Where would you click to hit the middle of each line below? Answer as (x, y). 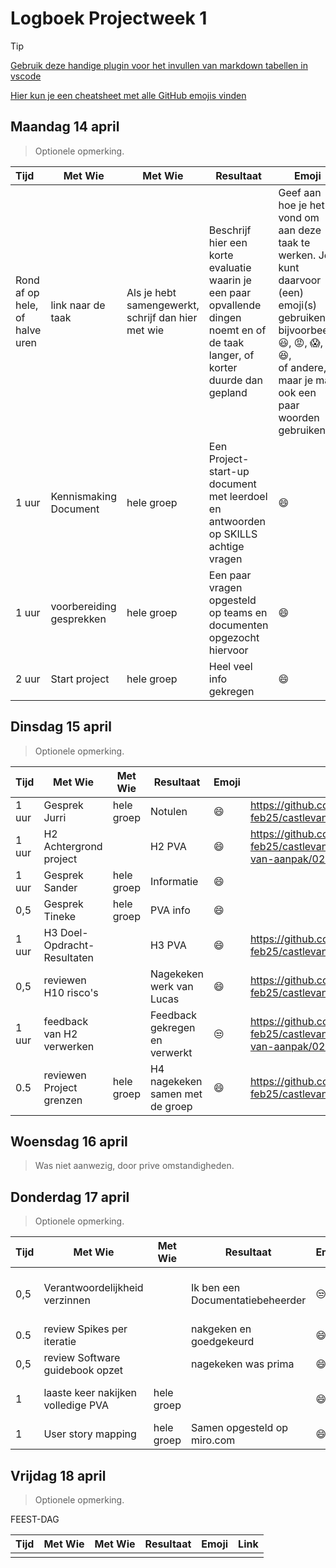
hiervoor (228, 650)
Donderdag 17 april (70, 1197)
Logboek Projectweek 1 (109, 18)
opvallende (235, 305)
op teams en (238, 612)
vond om (299, 217)
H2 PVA (168, 846)
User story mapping (90, 1434)
